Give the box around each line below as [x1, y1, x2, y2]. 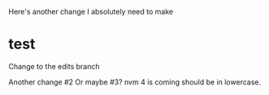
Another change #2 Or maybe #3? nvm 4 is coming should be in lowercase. [8, 76, 262, 87]
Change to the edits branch [8, 61, 100, 71]
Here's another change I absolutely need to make [8, 7, 173, 16]
